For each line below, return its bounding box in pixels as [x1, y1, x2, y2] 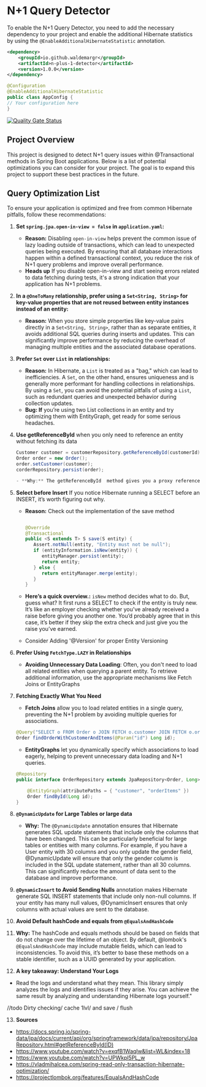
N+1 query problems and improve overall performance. [25, 261, 164, 268]
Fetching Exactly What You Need [15, 692, 102, 700]
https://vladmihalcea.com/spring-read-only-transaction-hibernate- [15, 1061, 185, 1068]
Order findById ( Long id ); [27, 793, 94, 800]
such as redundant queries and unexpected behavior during [25, 393, 177, 401]
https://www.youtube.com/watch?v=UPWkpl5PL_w [15, 1054, 145, 1062]
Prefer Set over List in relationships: [15, 355, 111, 363]
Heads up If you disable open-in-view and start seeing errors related [25, 268, 199, 275]
